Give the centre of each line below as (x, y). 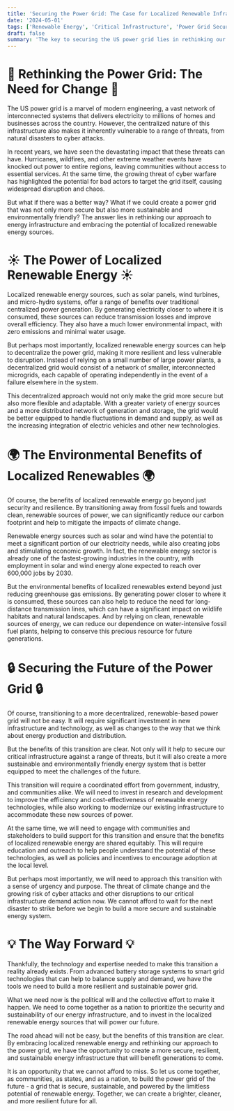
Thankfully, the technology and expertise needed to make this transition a (113, 964)
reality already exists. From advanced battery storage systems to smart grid (116, 971)
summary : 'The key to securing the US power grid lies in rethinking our (117, 40)
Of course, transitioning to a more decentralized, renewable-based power (113, 713)
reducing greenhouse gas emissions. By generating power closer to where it (117, 594)
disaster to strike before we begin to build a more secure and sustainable (112, 908)
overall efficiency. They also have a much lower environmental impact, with (115, 324)
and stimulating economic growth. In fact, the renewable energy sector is (112, 551)
